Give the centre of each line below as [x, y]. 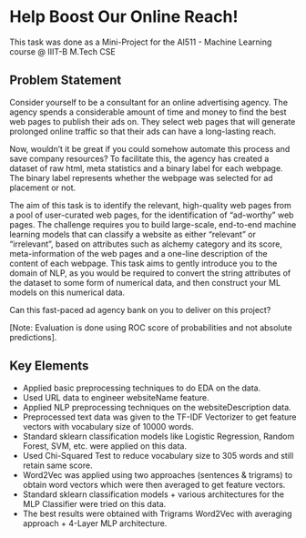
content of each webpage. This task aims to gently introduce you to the [143, 263]
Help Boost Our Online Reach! [124, 17]
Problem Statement [66, 81]
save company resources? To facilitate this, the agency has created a [139, 158]
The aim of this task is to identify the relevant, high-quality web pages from [150, 205]
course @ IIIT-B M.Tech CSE [62, 51]
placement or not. [43, 188]
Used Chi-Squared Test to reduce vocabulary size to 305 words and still [158, 455]
